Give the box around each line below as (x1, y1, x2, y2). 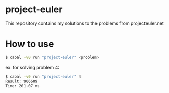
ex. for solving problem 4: (5, 64, 60, 70)
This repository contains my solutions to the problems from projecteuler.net (5, 20, 164, 26)
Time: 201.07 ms (5, 83, 40, 88)
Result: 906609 (5, 79, 38, 84)
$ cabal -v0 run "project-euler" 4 (5, 74, 81, 79)
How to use (5, 38, 54, 50)
